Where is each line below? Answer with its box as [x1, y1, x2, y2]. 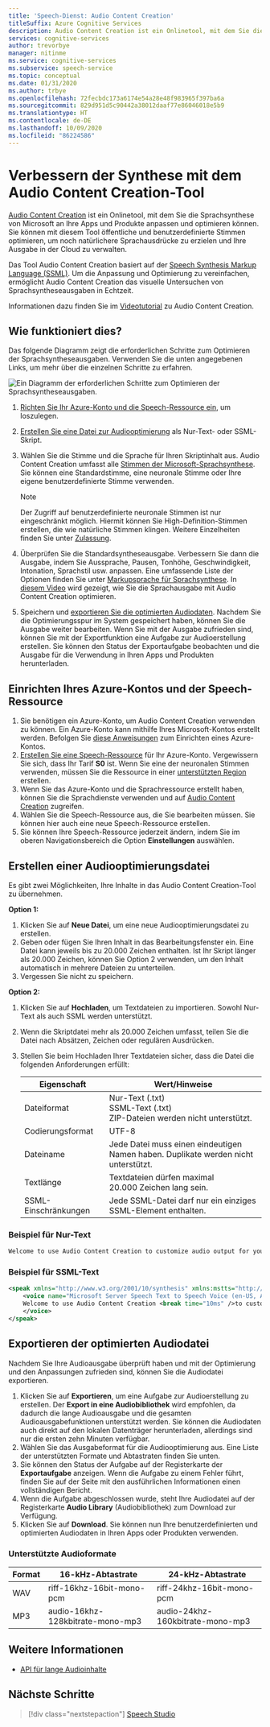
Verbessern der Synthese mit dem [8, 166, 243, 184]
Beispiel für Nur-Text [8, 1229, 92, 1240]
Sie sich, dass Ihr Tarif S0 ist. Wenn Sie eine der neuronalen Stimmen [19, 758, 250, 769]
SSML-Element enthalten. [108, 1205, 207, 1216]
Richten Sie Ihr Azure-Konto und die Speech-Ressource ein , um [19, 403, 231, 412]
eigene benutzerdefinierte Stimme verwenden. [19, 477, 174, 486]
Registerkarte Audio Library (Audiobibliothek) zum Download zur [19, 1502, 236, 1512]
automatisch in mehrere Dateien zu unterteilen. [19, 963, 175, 973]
